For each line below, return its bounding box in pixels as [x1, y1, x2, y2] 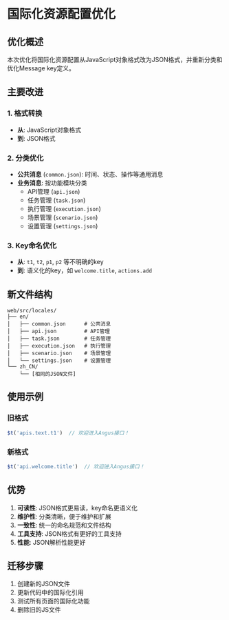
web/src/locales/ [7, 308, 57, 314]
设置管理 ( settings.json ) [27, 221, 98, 230]
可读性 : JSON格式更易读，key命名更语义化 [17, 503, 138, 512]
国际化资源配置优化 [7, 6, 116, 22]
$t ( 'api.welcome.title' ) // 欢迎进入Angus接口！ [7, 463, 145, 470]
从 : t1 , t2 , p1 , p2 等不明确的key [17, 258, 105, 266]
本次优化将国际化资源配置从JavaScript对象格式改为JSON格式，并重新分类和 [7, 56, 223, 63]
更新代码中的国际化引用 [17, 588, 84, 597]
